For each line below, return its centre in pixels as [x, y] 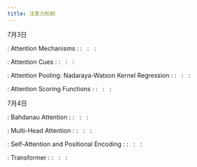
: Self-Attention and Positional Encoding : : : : [75, 144]
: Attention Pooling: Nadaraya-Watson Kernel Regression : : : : [99, 75]
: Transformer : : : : [37, 157]
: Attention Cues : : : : [41, 62]
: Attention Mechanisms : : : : [52, 48]
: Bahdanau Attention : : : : [48, 117]
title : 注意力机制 [31, 14]
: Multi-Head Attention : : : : [50, 130]
